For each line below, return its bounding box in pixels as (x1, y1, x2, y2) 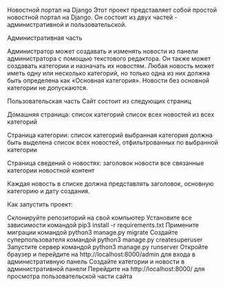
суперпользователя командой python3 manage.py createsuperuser (7, 235, 203, 244)
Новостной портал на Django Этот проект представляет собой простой (7, 6, 217, 14)
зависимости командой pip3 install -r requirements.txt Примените (7, 221, 200, 229)
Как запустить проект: (7, 200, 74, 209)
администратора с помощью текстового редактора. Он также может (7, 54, 211, 63)
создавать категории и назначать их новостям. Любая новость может (7, 62, 215, 70)
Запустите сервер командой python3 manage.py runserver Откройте (7, 243, 208, 251)
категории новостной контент (7, 167, 95, 174)
